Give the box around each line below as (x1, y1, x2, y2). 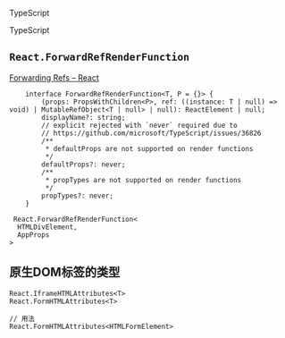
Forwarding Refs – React (9, 72, 100, 83)
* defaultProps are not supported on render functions (45, 144, 254, 153)
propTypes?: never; (41, 191, 114, 200)
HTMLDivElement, (17, 223, 78, 232)
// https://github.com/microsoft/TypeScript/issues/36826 (41, 129, 262, 138)
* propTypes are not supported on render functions (45, 175, 242, 184)
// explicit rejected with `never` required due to (41, 121, 239, 130)
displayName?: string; (41, 113, 126, 122)
